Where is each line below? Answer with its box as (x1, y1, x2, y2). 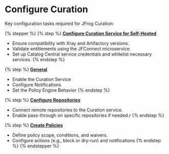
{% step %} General (5, 66, 48, 72)
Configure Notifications (12, 82, 62, 88)
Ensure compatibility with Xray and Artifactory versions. (12, 40, 129, 46)
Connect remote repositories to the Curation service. (12, 107, 123, 113)
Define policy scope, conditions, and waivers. (12, 132, 108, 138)
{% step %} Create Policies (5, 122, 63, 128)
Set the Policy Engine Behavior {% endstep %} (12, 87, 110, 93)
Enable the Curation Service (12, 76, 71, 82)
